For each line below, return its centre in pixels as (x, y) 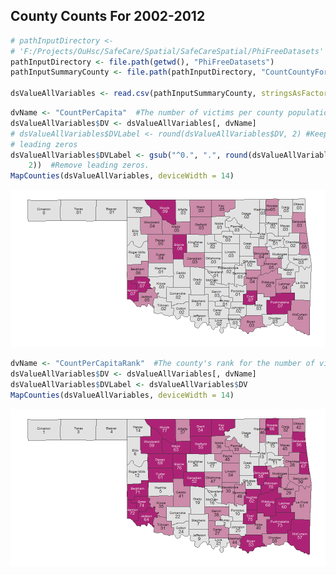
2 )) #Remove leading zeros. (89, 165)
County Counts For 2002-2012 (108, 16)
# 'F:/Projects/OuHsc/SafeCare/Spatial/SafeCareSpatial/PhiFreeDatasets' (167, 51)
